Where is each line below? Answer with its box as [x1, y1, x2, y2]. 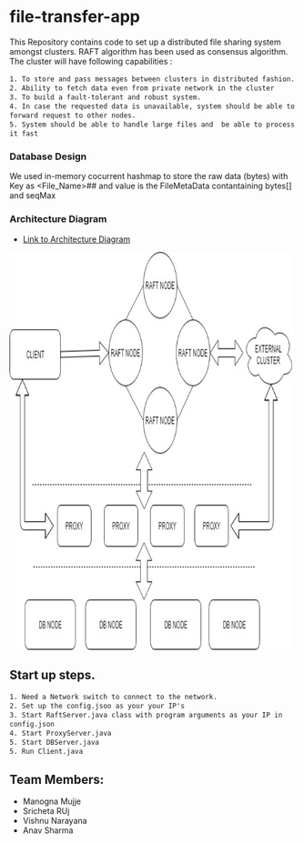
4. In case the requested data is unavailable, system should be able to [9, 102, 296, 111]
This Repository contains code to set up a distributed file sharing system [9, 36, 281, 47]
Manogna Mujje [22, 796, 82, 807]
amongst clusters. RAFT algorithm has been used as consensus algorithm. [9, 45, 289, 56]
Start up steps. [9, 667, 96, 683]
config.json [9, 720, 55, 729]
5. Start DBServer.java [9, 738, 100, 748]
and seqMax [9, 190, 56, 201]
